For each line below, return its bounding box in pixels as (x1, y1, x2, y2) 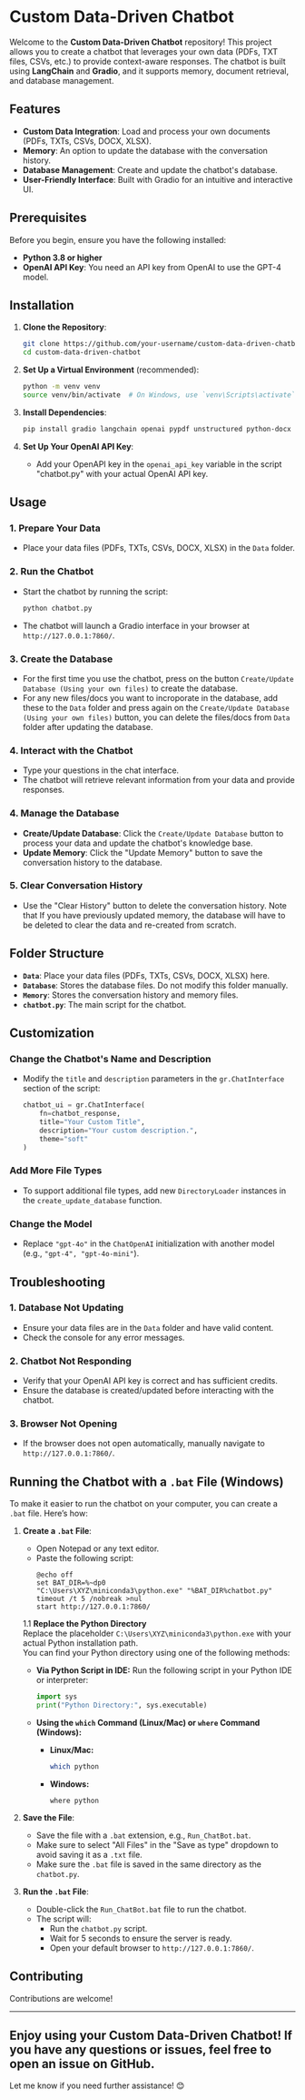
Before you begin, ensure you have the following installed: (9, 234, 227, 245)
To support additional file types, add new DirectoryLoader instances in (22, 1185, 287, 1196)
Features (9, 102, 61, 117)
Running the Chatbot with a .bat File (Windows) (9, 1474, 284, 1489)
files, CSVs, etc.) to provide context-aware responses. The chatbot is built (9, 56, 286, 66)
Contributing (9, 1969, 84, 1984)
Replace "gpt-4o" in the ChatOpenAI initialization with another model (22, 1238, 275, 1249)
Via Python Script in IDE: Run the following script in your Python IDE (35, 1665, 293, 1676)
